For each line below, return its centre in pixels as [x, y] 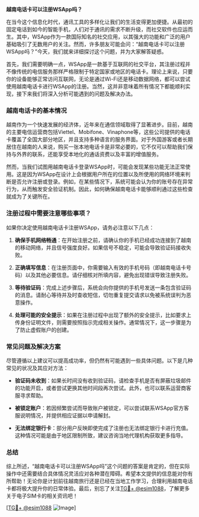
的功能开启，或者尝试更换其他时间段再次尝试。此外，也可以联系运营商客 [103, 388]
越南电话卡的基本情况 [36, 110]
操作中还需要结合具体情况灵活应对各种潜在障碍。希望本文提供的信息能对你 [97, 474]
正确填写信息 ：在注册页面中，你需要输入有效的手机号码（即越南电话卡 [100, 267]
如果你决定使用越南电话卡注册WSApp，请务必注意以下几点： [80, 227]
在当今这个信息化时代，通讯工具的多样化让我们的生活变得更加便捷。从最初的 [99, 22]
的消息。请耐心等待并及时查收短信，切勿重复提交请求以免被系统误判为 [100, 295]
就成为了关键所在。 [30, 197]
